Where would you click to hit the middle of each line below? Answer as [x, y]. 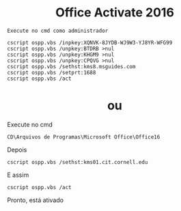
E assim [18, 175]
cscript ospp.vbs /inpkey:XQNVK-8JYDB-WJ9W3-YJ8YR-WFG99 [90, 42]
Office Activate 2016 [115, 13]
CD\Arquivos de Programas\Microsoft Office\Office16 [84, 137]
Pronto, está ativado [35, 200]
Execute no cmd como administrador [58, 31]
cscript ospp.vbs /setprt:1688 [52, 72]
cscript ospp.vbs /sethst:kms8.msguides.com [71, 66]
